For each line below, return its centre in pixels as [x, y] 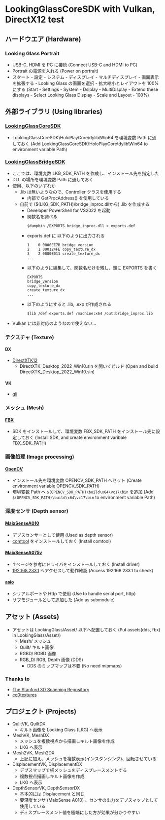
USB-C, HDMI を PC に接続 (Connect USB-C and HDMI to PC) [75, 65]
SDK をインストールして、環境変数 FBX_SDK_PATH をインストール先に [84, 431]
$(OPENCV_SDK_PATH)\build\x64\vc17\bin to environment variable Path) [83, 498]
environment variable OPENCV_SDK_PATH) [56, 486]
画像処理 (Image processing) [40, 457]
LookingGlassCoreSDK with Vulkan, [80, 9]
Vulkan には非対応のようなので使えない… [54, 323]
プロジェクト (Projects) [41, 712]
